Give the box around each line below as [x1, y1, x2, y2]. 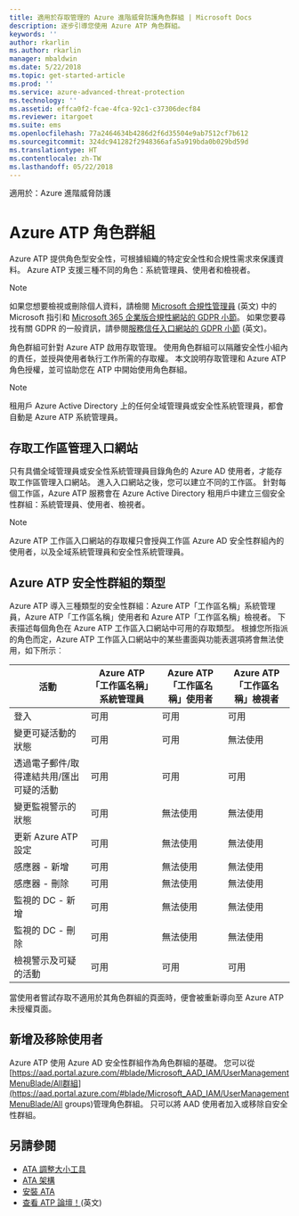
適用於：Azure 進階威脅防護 [9, 188, 111, 199]
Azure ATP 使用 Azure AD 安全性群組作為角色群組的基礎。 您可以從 [9, 1057, 255, 1068]
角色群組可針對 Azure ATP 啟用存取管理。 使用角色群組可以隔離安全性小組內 [9, 342, 289, 353]
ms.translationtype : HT [9, 145, 98, 154]
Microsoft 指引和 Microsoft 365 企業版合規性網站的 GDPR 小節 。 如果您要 [9, 312, 279, 323]
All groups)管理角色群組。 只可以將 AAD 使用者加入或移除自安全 [53, 1098, 288, 1109]
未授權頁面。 [9, 1003, 56, 1014]
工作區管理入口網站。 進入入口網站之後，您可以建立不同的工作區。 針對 [16, 477, 279, 488]
